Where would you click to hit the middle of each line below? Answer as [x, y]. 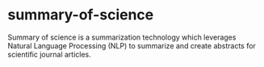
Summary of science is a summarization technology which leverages [122, 37]
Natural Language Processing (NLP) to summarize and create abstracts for [132, 45]
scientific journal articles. [49, 54]
